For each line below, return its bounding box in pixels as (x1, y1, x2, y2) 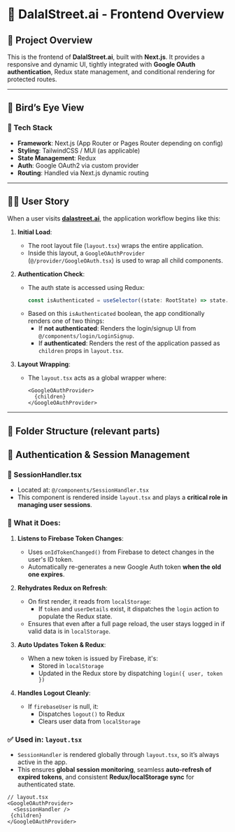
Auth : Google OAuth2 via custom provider (17, 161, 139, 169)
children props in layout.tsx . (38, 347, 124, 355)
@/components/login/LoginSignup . (38, 332, 135, 340)
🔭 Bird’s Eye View (7, 102, 85, 114)
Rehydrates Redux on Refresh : (17, 583, 108, 592)
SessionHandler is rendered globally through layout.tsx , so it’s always (17, 751, 220, 759)
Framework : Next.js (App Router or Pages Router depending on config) (17, 139, 224, 147)
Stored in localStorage (38, 661, 104, 670)
